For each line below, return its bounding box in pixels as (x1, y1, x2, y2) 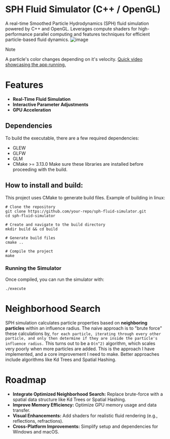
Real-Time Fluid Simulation (12, 96, 71, 102)
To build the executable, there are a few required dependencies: (5, 135, 140, 141)
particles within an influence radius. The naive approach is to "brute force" (5, 325, 162, 331)
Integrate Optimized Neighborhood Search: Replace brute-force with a (12, 391, 163, 397)
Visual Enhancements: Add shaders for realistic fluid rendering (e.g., (12, 412, 158, 419)
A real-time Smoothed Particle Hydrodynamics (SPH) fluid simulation (5, 20, 149, 26)
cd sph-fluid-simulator (5, 213, 56, 218)
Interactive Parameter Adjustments (12, 101, 89, 107)
